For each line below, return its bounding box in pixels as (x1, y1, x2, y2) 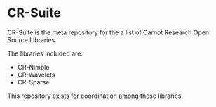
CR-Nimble (17, 63, 50, 71)
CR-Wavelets (17, 70, 55, 79)
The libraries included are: (7, 49, 83, 58)
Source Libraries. (7, 35, 58, 44)
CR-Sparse (17, 77, 50, 86)
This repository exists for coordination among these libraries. (7, 92, 184, 100)
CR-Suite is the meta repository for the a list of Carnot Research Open (7, 28, 210, 37)
